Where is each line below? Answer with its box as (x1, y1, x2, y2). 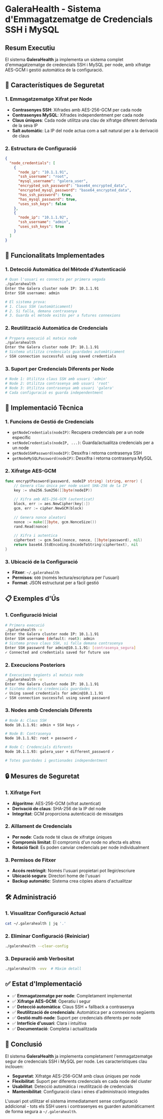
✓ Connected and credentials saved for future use (5, 650, 110, 655)
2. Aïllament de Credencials (5, 823, 72, 830)
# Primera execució (5, 623, 45, 628)
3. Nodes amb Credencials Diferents (5, 707, 92, 714)
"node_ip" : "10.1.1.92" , (18, 215, 69, 220)
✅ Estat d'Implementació (5, 980, 82, 988)
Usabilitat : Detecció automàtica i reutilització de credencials (12, 1083, 133, 1089)
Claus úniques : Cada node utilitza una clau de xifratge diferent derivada (12, 117, 157, 123)
